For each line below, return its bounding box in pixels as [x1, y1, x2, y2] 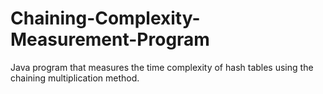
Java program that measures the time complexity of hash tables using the [10, 61, 314, 73]
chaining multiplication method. [10, 72, 140, 84]
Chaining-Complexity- [10, 7, 201, 30]
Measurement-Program [10, 28, 210, 51]
